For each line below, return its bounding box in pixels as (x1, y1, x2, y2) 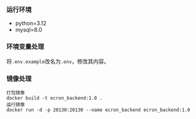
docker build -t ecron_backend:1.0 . (6, 95, 103, 101)
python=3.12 (15, 20, 47, 27)
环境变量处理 (6, 43, 45, 51)
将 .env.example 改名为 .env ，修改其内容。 (6, 57, 110, 65)
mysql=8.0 (15, 26, 43, 34)
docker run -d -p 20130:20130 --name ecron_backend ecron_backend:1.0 (6, 107, 190, 113)
